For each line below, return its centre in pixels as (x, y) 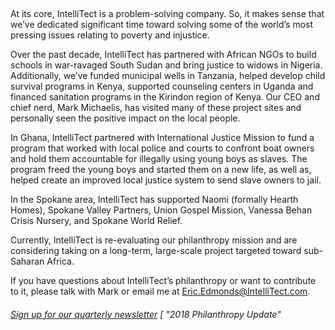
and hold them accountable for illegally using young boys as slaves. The (159, 158)
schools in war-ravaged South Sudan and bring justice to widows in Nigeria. (166, 65)
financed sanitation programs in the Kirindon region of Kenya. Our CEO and (165, 97)
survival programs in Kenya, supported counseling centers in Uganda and (162, 86)
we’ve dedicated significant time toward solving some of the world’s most (162, 24)
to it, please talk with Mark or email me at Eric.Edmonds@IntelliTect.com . (160, 291)
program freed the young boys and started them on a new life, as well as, (161, 169)
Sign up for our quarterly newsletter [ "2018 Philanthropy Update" (146, 314)
